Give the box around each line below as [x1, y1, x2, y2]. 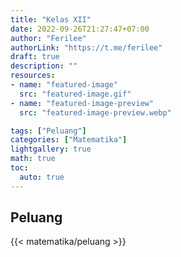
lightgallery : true [10, 144, 92, 155]
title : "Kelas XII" [10, 14, 92, 25]
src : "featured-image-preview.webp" [19, 107, 172, 118]
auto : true [19, 172, 65, 182]
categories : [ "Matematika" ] [10, 135, 128, 145]
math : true [10, 154, 56, 164]
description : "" [10, 61, 78, 71]
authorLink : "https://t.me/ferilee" [10, 42, 163, 53]
